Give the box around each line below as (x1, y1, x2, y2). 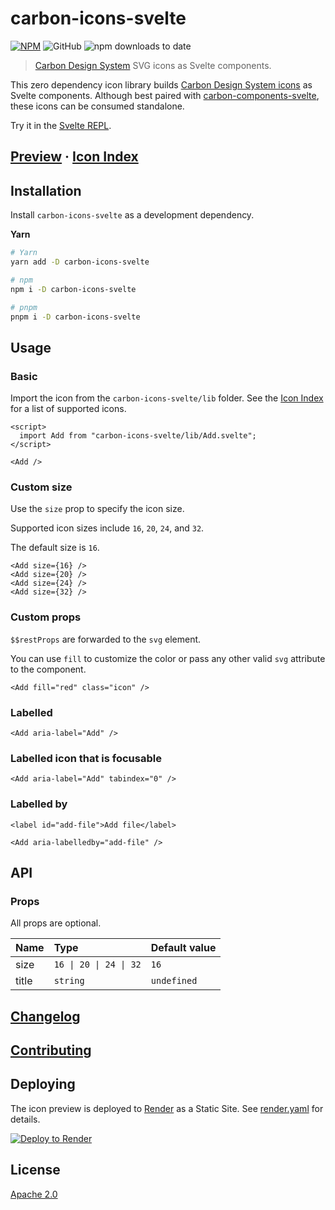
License (10, 1162, 61, 1179)
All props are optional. (10, 917, 102, 929)
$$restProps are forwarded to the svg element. (10, 633, 202, 645)
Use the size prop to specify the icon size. (10, 503, 185, 515)
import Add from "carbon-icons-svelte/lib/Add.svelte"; (19, 431, 257, 441)
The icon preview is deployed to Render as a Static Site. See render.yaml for (10, 1102, 324, 1114)
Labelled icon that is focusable (10, 751, 162, 765)
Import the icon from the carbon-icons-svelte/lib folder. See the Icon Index (10, 392, 324, 404)
